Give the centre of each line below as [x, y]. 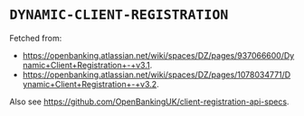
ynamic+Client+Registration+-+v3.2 [90, 84]
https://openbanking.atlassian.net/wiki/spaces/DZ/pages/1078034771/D [157, 75]
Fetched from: [36, 38]
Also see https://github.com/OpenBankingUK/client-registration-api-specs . [149, 102]
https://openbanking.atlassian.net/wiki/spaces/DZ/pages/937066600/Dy [158, 55]
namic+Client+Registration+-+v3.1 [86, 65]
